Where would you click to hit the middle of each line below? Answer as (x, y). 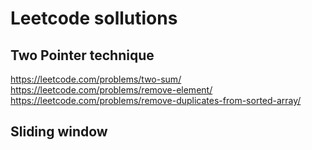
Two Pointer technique (82, 55)
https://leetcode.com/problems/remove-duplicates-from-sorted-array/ (156, 100)
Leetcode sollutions (94, 18)
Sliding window (59, 132)
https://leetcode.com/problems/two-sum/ (96, 79)
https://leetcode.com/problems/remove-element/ (111, 90)
